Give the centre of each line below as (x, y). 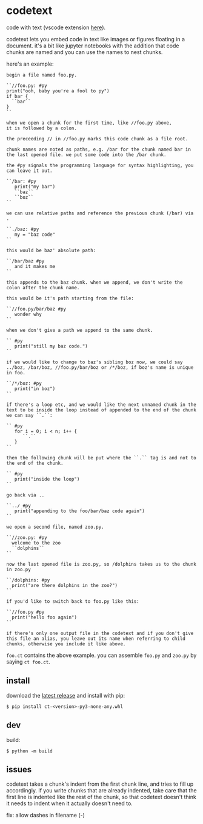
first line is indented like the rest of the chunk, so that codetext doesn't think (101, 797)
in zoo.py (19, 569)
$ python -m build (29, 751)
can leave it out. (29, 171)
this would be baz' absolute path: (51, 250)
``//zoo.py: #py (27, 537)
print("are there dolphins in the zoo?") (65, 585)
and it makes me (35, 266)
